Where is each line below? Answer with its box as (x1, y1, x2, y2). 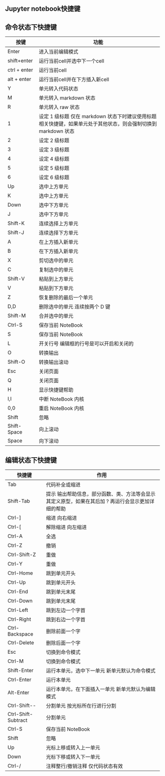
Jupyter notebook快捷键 (5, 4, 81, 13)
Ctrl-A (7, 533, 23, 540)
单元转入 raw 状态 (38, 104, 80, 111)
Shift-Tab (7, 498, 30, 505)
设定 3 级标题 (38, 146, 70, 153)
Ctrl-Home (7, 570, 33, 576)
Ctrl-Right (7, 616, 31, 623)
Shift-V (7, 275, 25, 282)
